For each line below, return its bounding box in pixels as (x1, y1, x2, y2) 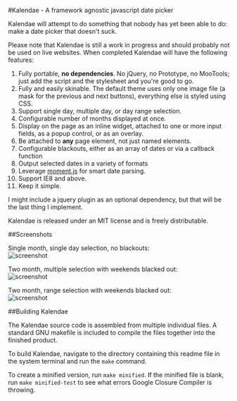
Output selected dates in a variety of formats (18, 159, 148, 168)
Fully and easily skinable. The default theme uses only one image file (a (18, 85, 226, 92)
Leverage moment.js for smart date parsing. (18, 167, 146, 175)
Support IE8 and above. (18, 174, 87, 183)
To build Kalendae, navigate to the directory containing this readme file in (8, 350, 220, 358)
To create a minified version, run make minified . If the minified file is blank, (8, 371, 224, 379)
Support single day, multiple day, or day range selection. (18, 107, 182, 115)
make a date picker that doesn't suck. (8, 27, 117, 35)
